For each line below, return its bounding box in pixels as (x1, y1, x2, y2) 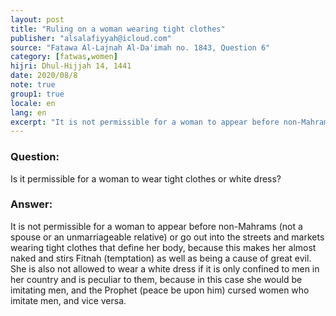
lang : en (10, 107, 47, 118)
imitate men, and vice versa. (10, 294, 127, 306)
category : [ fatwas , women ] (10, 52, 118, 62)
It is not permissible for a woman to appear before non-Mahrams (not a (10, 220, 303, 232)
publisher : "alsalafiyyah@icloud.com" (10, 33, 172, 43)
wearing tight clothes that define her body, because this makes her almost (10, 241, 317, 253)
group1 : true (10, 89, 65, 99)
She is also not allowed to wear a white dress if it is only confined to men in (10, 262, 320, 275)
